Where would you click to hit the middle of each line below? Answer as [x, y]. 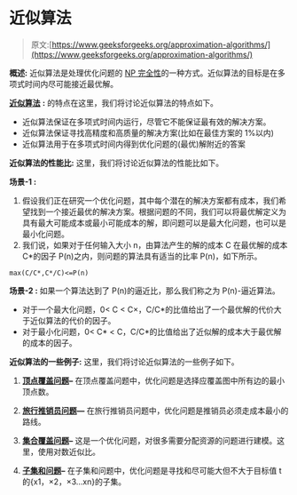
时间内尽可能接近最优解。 [71, 84]
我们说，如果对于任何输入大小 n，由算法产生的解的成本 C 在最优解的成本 [155, 244]
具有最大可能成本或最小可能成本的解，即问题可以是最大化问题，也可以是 [154, 222]
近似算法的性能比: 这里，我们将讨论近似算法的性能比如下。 [117, 163]
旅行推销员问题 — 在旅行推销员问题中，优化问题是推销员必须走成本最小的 [155, 411]
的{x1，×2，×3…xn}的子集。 [74, 482]
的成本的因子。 [49, 342]
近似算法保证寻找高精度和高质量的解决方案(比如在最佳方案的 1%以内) [148, 132]
